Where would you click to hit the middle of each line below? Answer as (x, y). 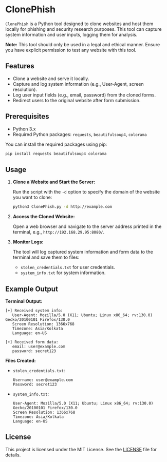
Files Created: (21, 360)
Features (20, 66)
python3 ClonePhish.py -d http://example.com (62, 207)
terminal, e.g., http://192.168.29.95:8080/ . (59, 232)
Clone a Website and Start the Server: (54, 182)
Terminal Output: (24, 301)
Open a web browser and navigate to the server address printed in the (87, 226)
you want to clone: (32, 197)
